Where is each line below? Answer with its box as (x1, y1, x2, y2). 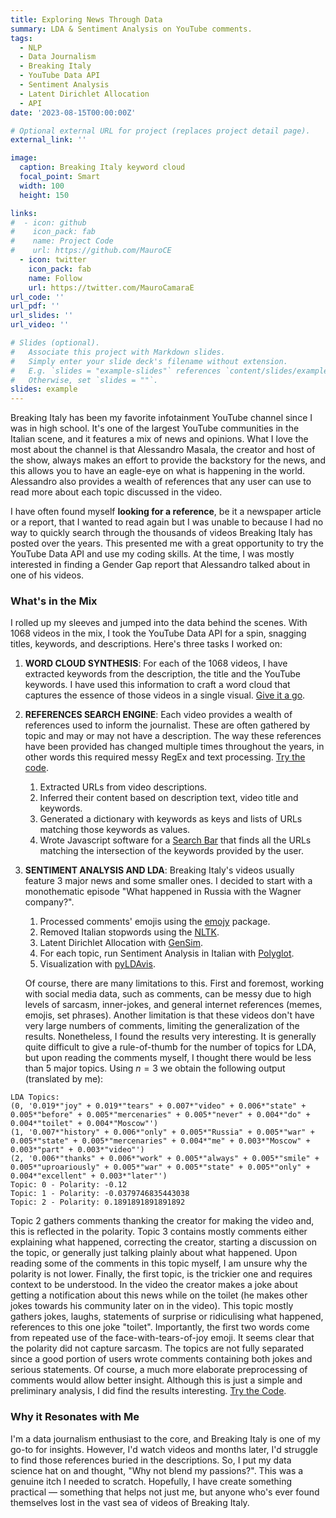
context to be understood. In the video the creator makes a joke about (10, 1279, 298, 1291)
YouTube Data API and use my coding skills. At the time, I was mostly (10, 548, 295, 560)
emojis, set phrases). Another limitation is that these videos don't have (24, 1009, 315, 1021)
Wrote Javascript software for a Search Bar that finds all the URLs (39, 834, 312, 846)
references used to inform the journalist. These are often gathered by (24, 719, 311, 731)
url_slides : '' (10, 311, 74, 321)
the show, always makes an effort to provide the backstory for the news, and (10, 454, 326, 466)
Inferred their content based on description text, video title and (39, 792, 299, 804)
